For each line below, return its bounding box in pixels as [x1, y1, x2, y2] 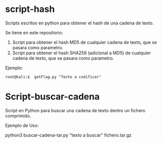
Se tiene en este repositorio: [5, 29, 63, 35]
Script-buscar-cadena [5, 91, 100, 103]
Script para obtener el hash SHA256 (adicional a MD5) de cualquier [12, 50, 151, 56]
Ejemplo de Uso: [5, 122, 39, 128]
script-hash [5, 3, 55, 15]
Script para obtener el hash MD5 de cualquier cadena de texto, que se [12, 39, 157, 45]
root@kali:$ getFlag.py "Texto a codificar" [5, 74, 101, 79]
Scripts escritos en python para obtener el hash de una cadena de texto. [5, 20, 154, 26]
